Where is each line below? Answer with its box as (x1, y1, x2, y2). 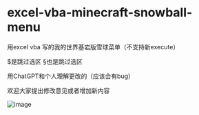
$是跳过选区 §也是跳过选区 (7, 57, 83, 66)
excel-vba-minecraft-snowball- (7, 5, 193, 21)
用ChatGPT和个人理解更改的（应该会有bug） (7, 72, 134, 80)
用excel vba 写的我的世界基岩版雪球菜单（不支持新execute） (7, 42, 180, 51)
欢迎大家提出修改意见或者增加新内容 (7, 86, 110, 94)
